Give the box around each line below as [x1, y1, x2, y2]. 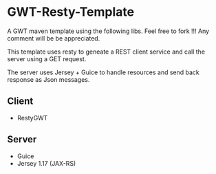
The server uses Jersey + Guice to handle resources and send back [7, 68, 199, 76]
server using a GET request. [7, 54, 87, 63]
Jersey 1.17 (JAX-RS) [17, 159, 76, 167]
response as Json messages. [7, 75, 90, 83]
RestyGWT [17, 113, 48, 122]
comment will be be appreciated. [7, 34, 100, 42]
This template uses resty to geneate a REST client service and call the [7, 47, 205, 56]
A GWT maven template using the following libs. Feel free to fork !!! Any [7, 27, 210, 35]
